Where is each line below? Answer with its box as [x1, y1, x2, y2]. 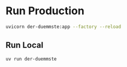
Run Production [5, 4, 84, 18]
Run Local [5, 40, 44, 50]
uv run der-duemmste [5, 56, 58, 62]
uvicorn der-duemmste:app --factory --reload [5, 24, 121, 30]
